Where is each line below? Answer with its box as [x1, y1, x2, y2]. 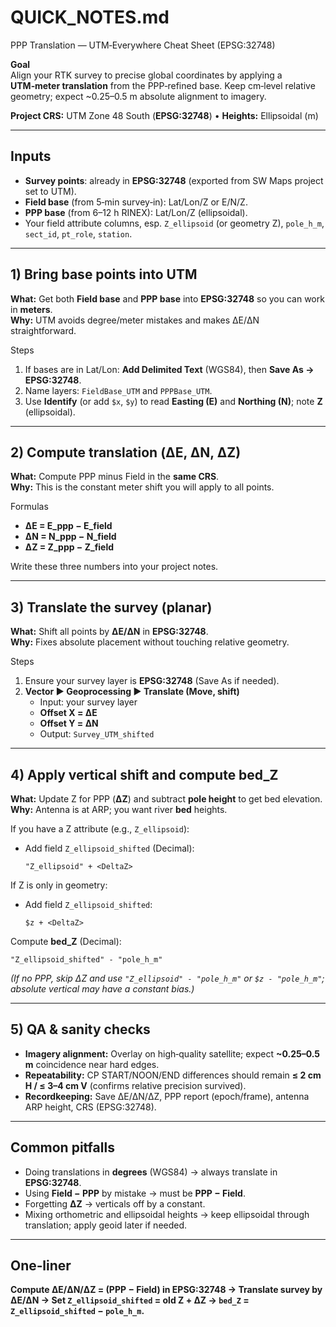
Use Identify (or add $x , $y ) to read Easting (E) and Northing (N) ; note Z [24, 395, 323, 407]
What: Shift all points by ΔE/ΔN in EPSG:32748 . [10, 626, 209, 638]
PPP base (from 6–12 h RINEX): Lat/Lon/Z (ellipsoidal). [24, 206, 248, 218]
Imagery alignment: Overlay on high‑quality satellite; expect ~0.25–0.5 [24, 1047, 321, 1060]
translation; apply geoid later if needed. [24, 1219, 188, 1231]
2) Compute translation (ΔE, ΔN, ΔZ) [10, 444, 242, 461]
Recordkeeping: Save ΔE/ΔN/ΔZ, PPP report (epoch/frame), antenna [24, 1090, 310, 1102]
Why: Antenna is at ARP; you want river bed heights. [10, 804, 228, 815]
